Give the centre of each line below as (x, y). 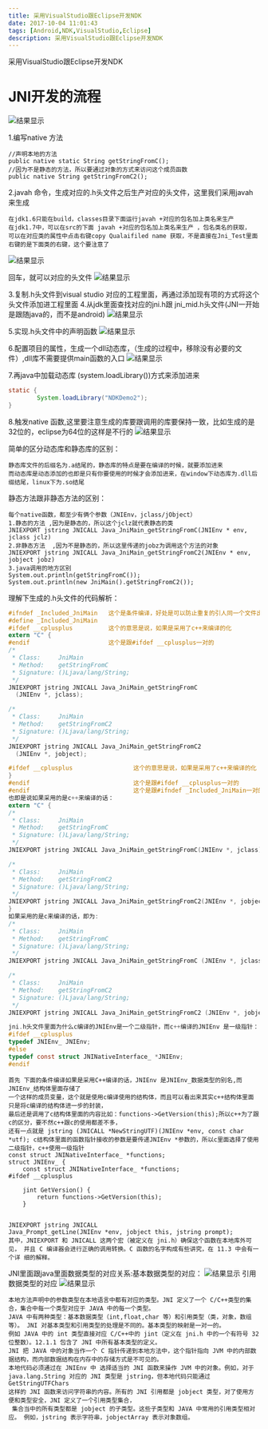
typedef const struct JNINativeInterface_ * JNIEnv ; (96, 1057)
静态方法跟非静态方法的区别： (57, 498)
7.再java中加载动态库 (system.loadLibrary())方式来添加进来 (104, 376)
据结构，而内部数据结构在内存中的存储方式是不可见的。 (86, 1359)
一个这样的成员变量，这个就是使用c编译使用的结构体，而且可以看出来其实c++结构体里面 (131, 1097)
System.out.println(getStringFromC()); (75, 575)
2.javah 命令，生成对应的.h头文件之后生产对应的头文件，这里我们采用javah (131, 193)
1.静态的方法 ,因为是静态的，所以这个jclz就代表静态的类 (91, 523)
